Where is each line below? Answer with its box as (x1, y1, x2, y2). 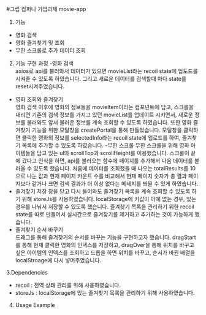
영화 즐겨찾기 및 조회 (15, 39, 65, 46)
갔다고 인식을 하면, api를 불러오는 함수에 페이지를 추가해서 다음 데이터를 (21, 157, 193, 164)
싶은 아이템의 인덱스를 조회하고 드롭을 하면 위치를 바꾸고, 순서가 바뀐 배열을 (15, 249, 196, 256)
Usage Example (15, 302, 55, 308)
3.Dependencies (6, 269, 48, 276)
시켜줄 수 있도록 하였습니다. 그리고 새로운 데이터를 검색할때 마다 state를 (15, 75, 187, 82)
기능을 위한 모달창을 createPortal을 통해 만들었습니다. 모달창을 (31, 126, 182, 134)
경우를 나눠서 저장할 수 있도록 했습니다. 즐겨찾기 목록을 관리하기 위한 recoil (15, 203, 194, 210)
